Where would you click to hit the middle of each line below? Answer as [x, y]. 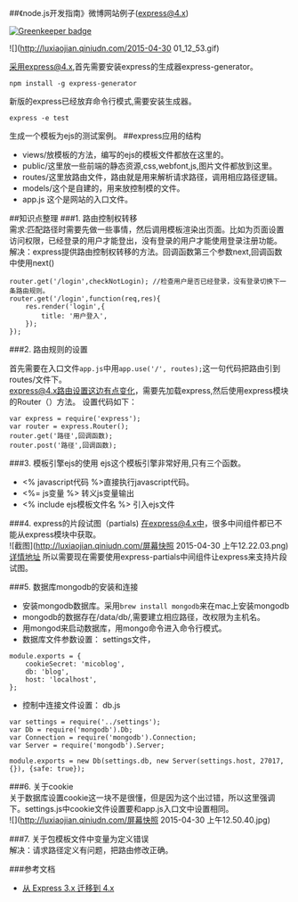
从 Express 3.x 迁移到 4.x [68, 888]
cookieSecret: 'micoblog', [75, 664]
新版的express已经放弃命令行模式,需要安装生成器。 [103, 101]
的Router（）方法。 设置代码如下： [73, 401]
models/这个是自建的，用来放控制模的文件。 [103, 188]
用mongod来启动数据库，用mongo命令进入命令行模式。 [124, 628]
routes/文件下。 [38, 379]
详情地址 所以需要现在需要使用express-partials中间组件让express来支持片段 [148, 557]
